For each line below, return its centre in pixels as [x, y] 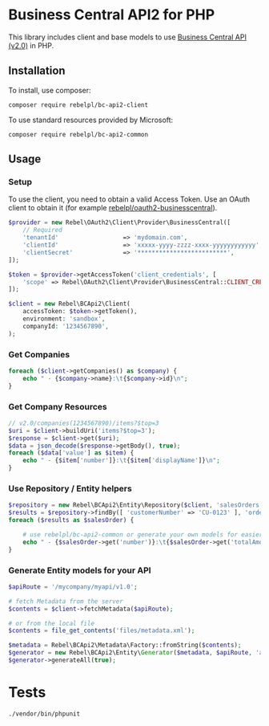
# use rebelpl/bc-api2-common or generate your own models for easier [143, 534]
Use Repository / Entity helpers [70, 488]
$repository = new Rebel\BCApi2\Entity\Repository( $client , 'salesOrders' [136, 505]
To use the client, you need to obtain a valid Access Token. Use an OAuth [129, 199]
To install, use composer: [50, 90]
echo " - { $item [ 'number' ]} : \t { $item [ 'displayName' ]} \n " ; [121, 461]
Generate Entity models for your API [80, 570]
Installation [37, 71]
